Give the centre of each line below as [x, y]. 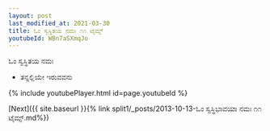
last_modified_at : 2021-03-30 [59, 23]
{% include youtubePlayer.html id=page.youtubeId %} [98, 93]
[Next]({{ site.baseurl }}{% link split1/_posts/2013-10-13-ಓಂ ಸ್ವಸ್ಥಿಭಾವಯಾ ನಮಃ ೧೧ [135, 108]
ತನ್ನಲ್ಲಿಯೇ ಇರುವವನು [46, 77]
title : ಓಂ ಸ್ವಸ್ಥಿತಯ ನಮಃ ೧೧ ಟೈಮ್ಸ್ [56, 31]
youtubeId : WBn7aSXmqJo [49, 38]
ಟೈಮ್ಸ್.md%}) [29, 118]
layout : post [30, 16]
